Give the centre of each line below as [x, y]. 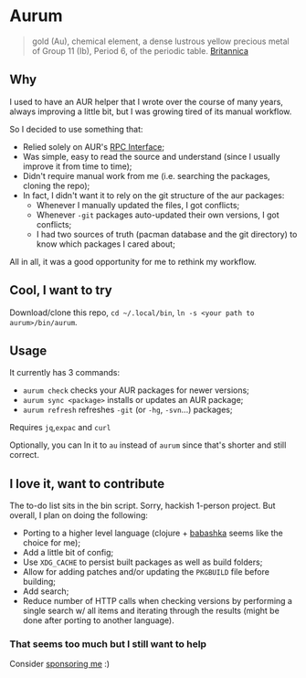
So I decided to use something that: [76, 129]
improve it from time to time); [77, 166]
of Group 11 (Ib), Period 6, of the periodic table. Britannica [140, 50]
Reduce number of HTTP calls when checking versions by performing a [157, 601]
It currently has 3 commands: [65, 373]
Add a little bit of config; [68, 553]
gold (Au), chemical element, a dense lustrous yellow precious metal [160, 41]
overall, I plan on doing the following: [79, 515]
